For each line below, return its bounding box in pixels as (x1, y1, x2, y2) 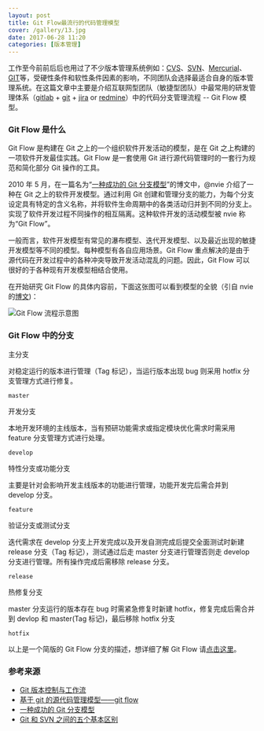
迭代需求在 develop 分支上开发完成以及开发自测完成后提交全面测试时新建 (8, 537, 245, 546)
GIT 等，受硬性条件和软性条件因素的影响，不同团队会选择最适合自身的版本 (8, 73, 247, 83)
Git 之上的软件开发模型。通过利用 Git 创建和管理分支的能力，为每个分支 (23, 189, 255, 199)
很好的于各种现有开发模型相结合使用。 (8, 265, 132, 275)
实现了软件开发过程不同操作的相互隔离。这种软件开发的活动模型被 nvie (8, 209, 237, 219)
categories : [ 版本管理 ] (8, 41, 81, 49)
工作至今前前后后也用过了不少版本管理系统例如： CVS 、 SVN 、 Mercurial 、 (8, 64, 247, 73)
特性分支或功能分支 (8, 463, 71, 472)
